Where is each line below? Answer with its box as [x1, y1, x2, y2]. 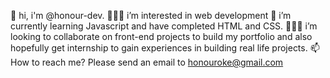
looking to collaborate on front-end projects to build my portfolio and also [10, 31, 313, 42]
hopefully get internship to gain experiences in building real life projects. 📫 [10, 42, 320, 54]
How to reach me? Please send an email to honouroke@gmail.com [10, 56, 284, 68]
